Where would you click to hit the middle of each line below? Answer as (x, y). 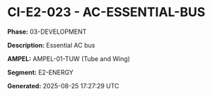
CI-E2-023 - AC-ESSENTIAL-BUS (106, 12)
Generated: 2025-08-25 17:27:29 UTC (63, 85)
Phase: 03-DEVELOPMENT (47, 32)
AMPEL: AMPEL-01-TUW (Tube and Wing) (69, 59)
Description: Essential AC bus (51, 45)
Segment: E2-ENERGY (41, 72)
